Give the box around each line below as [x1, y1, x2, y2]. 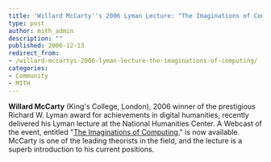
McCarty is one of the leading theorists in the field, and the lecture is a [8, 135, 243, 145]
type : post [8, 19, 45, 27]
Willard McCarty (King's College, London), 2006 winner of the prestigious [8, 102, 256, 111]
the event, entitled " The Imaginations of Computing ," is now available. [8, 127, 240, 137]
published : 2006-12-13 [8, 42, 85, 50]
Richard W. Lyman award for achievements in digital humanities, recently [8, 110, 250, 119]
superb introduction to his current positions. [8, 144, 155, 154]
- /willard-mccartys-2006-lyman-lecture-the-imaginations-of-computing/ [8, 57, 258, 65]
